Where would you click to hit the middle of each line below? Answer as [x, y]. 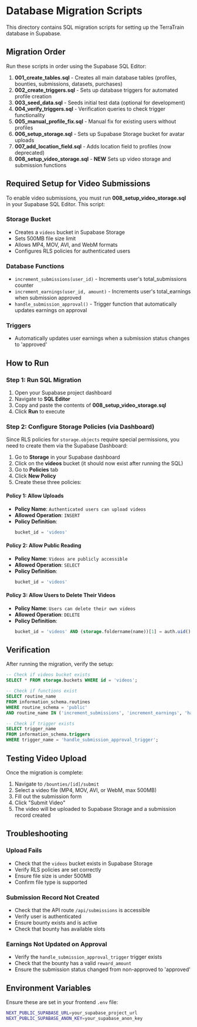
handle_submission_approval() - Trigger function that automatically [96, 304]
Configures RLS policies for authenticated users [72, 251]
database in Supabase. [34, 33]
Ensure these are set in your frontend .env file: [62, 1002]
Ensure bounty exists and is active [56, 922]
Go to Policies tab [36, 470]
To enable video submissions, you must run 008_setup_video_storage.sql [96, 198]
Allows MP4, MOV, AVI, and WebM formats [66, 244]
